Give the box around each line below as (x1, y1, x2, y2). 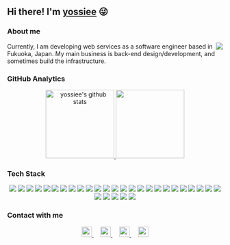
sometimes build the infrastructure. (7, 57, 106, 65)
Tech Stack (7, 168, 46, 178)
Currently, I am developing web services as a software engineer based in (7, 42, 214, 51)
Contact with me (7, 211, 64, 220)
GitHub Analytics (7, 74, 66, 83)
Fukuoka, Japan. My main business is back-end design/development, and (7, 49, 216, 57)
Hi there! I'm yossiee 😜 (7, 6, 108, 18)
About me (7, 27, 41, 36)
